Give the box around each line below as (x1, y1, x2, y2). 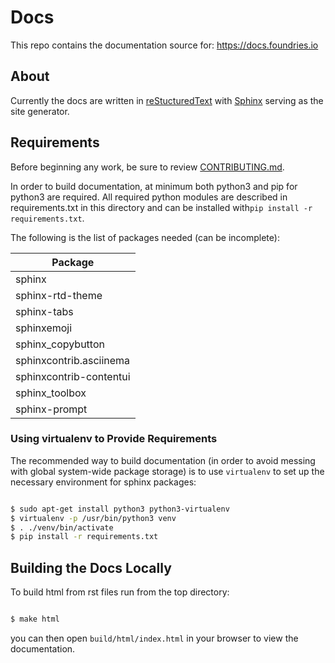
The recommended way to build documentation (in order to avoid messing (10, 454, 316, 466)
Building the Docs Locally (10, 559, 172, 576)
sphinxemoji (15, 321, 73, 335)
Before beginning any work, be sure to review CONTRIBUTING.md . (10, 161, 285, 173)
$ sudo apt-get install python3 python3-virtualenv (10, 504, 230, 514)
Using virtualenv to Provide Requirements (10, 432, 218, 446)
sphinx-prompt (15, 402, 88, 416)
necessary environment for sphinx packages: (10, 476, 197, 488)
